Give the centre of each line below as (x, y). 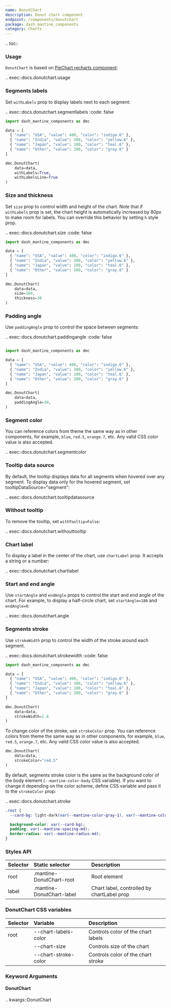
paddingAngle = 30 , (33, 403)
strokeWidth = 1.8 (32, 716)
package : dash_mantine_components (42, 24)
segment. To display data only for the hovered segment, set (68, 482)
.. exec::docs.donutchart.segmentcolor (46, 452)
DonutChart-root (54, 880)
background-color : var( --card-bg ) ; (48, 824)
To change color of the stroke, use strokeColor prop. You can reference (81, 731)
